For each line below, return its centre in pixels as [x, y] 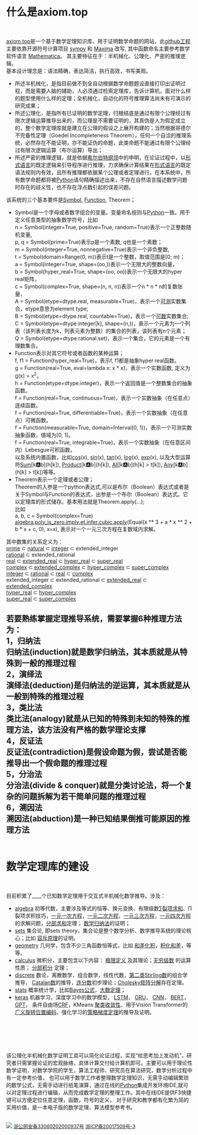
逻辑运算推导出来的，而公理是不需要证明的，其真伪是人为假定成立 [106, 120]
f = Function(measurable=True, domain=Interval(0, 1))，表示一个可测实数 [103, 427]
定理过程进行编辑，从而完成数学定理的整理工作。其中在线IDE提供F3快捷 [104, 1092]
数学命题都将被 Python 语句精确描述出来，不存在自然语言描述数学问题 [104, 180]
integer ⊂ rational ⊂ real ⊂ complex [50, 573]
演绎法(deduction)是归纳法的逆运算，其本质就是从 [98, 685]
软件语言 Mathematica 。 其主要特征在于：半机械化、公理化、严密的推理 [93, 56]
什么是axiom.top [47, 12]
